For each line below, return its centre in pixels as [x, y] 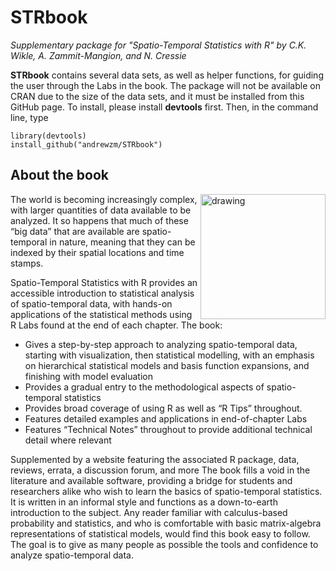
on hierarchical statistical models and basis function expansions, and [167, 365]
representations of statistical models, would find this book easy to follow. [160, 533]
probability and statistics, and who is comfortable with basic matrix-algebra [166, 523]
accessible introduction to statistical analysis [102, 293]
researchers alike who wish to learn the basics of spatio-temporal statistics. [166, 491]
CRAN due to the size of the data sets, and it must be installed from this [157, 96]
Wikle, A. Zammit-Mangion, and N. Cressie [98, 55]
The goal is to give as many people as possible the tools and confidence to [164, 544]
